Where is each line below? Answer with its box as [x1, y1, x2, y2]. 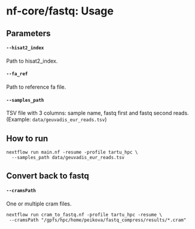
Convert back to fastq [6, 171, 89, 181]
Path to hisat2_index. [6, 57, 58, 64]
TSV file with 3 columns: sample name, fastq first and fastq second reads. [6, 110, 189, 117]
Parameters [6, 28, 51, 39]
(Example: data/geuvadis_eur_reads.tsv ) [6, 116, 107, 123]
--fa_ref [6, 71, 28, 77]
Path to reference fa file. [6, 83, 66, 90]
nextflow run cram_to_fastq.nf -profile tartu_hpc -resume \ [6, 212, 163, 218]
